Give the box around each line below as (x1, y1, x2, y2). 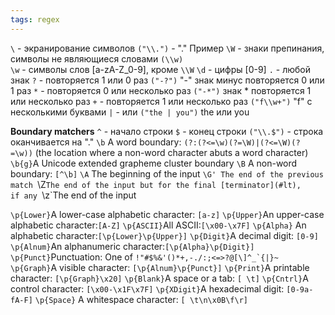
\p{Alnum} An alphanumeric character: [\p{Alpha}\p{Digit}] (10, 240, 255, 252)
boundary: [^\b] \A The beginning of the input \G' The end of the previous (10, 167, 324, 180)
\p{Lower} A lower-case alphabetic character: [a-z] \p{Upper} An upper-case (10, 208, 325, 220)
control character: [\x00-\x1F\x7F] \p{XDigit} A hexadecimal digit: (10, 282, 285, 295)
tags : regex (10, 14, 60, 25)
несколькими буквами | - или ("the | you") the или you (10, 106, 250, 118)
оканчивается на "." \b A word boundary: (10, 136, 182, 148)
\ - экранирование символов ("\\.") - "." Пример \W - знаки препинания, (10, 42, 325, 54)
